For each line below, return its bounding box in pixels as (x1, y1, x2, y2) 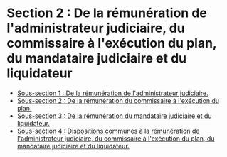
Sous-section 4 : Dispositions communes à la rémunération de (16, 126, 200, 135)
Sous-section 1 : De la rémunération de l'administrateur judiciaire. (16, 89, 208, 97)
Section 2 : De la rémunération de (6, 5, 207, 21)
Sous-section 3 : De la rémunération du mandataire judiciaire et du (16, 112, 212, 120)
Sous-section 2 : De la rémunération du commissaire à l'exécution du (16, 96, 220, 104)
